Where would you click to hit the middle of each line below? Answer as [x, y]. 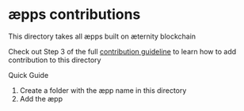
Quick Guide [29, 75]
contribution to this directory [55, 60]
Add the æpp [41, 98]
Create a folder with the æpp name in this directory [103, 90]
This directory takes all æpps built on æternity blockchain [102, 36]
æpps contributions [74, 15]
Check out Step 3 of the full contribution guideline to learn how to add [122, 51]
